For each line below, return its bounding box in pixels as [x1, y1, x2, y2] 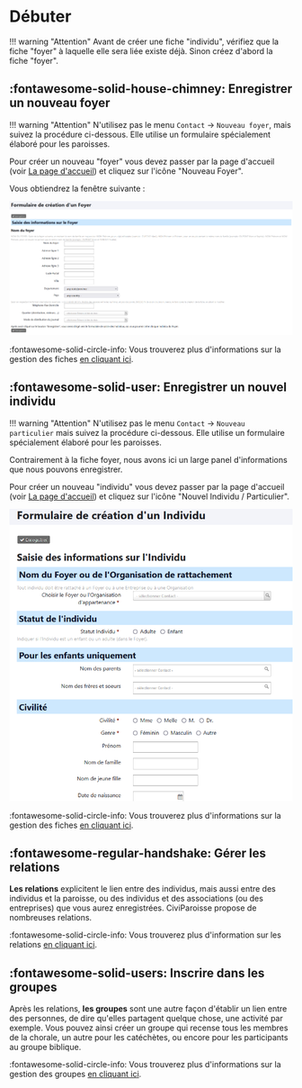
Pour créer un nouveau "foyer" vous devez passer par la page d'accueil [9, 156, 275, 167]
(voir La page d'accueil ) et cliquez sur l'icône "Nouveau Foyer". [9, 165, 244, 177]
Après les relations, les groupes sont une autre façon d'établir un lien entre [9, 1003, 288, 1014]
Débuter [9, 6, 72, 27]
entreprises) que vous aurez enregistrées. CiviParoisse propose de [9, 902, 257, 913]
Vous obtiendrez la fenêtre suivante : [9, 183, 146, 194]
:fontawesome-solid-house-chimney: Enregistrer [9, 81, 293, 96]
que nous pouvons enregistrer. [9, 464, 123, 475]
